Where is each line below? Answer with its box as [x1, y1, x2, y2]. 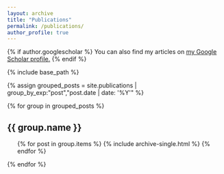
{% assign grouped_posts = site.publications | [7, 81, 137, 89]
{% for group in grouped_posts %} [7, 102, 105, 110]
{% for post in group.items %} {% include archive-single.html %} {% [16, 140, 210, 148]
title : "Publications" [7, 16, 72, 23]
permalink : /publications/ [7, 23, 84, 29]
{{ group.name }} [7, 121, 82, 133]
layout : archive [7, 10, 53, 17]
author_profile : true [7, 29, 69, 36]
